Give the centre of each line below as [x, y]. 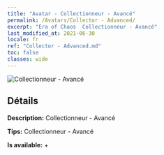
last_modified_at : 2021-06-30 [51, 33]
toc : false [23, 53]
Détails [23, 101]
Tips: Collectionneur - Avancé [51, 131]
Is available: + [28, 145]
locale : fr [23, 40]
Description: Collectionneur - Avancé [61, 118]
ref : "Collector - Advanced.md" [54, 46]
